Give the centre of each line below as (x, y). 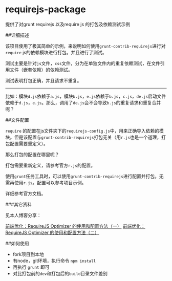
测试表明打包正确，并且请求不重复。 (44, 80)
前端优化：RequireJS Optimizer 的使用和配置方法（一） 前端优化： (76, 226)
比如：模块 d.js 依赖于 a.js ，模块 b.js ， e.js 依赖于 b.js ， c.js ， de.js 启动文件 (86, 96)
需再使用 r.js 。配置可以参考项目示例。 (46, 182)
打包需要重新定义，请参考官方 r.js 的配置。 (50, 165)
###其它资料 (19, 204)
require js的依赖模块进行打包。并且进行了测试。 (56, 52)
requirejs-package (46, 9)
